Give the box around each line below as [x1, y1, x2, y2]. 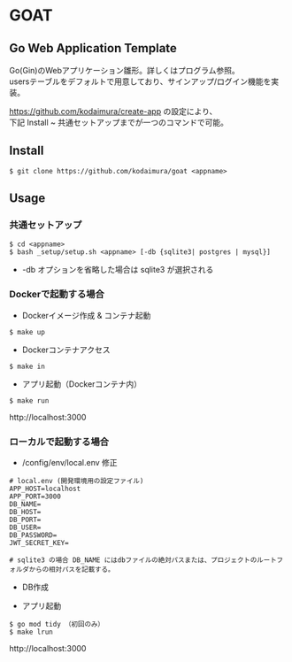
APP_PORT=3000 [9, 492, 62, 501]
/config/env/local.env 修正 [21, 458, 118, 468]
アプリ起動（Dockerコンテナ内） [21, 378, 142, 389]
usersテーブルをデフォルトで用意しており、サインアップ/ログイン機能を [9, 76, 272, 87]
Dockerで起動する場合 [9, 289, 104, 301]
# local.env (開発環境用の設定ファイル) [9, 477, 144, 486]
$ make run [9, 396, 50, 405]
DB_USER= [9, 523, 42, 532]
